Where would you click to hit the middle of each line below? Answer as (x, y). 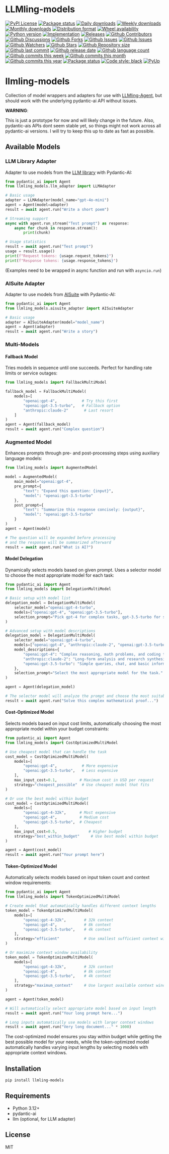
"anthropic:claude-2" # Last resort (68, 410)
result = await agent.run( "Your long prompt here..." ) (64, 1013)
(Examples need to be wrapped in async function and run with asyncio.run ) (83, 270)
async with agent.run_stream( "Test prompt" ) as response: (67, 223)
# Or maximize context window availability (52, 953)
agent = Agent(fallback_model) (38, 425)
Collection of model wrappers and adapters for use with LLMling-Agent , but (84, 95)
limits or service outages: (31, 373)
